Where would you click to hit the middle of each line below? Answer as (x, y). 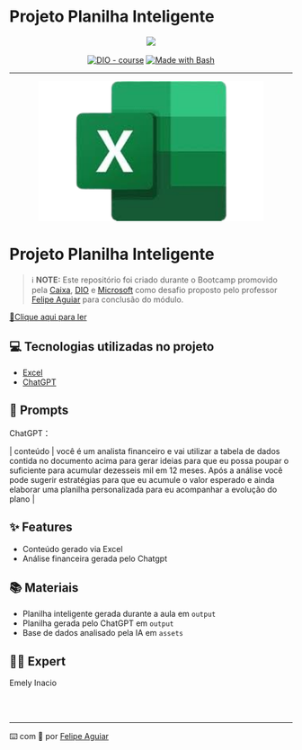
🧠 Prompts (39, 411)
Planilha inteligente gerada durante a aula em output (119, 614)
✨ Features (41, 527)
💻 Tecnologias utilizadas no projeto (112, 347)
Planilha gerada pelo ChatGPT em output (98, 623)
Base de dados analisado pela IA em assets (103, 633)
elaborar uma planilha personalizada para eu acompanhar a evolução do (143, 489)
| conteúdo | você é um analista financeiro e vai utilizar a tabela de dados (145, 451)
